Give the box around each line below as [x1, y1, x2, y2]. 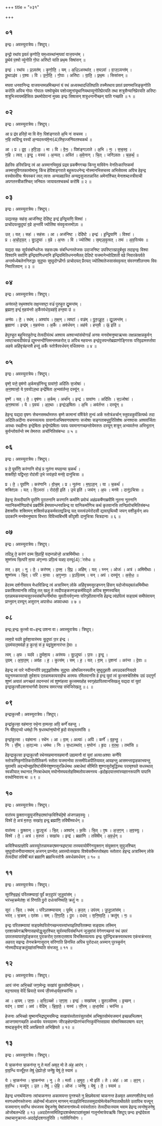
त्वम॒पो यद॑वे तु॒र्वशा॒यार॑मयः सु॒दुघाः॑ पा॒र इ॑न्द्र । [5, 636, 70, 642]
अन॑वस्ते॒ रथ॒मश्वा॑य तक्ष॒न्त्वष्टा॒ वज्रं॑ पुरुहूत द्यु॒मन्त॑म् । [5, 301, 82, 307]
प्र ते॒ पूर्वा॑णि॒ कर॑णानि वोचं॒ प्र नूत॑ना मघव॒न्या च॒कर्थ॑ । [5, 466, 81, 472]
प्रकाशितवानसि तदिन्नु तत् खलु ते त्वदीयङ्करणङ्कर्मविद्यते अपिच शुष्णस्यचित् [5, 587, 120, 593]
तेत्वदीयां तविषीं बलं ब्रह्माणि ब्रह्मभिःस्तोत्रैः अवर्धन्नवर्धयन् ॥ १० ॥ [5, 854, 100, 860]
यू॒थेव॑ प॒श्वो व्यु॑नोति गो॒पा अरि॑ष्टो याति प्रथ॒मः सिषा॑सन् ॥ [5, 57, 86, 63]
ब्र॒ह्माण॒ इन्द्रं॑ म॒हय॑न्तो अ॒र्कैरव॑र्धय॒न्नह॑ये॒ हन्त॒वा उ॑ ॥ [5, 307, 75, 313]
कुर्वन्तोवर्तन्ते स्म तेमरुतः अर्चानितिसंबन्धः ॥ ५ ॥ [5, 428, 78, 434]
